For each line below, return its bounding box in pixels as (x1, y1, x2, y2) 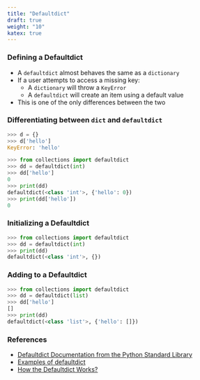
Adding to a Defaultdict (7, 270, 87, 280)
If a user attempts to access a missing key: (17, 76, 141, 84)
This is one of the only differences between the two (17, 98, 166, 106)
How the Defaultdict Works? (17, 365, 98, 374)
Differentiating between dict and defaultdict (7, 116, 162, 125)
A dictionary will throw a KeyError (27, 83, 127, 91)
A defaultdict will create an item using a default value (27, 90, 184, 99)
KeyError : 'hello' (7, 144, 61, 151)
